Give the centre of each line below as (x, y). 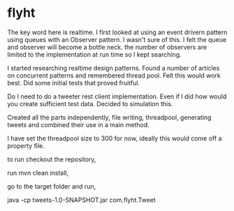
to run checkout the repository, (52, 159)
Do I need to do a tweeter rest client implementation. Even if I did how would (117, 96)
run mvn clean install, (38, 173)
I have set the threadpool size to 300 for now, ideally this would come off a (115, 138)
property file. (26, 145)
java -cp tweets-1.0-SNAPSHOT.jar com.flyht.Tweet (81, 200)
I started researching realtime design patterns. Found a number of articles (114, 68)
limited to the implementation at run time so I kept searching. (94, 54)
